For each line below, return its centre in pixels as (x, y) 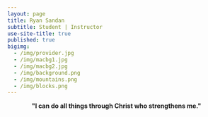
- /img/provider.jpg (44, 54)
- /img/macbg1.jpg (41, 60)
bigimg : (19, 47)
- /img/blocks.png (41, 86)
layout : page (27, 14)
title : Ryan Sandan (36, 20)
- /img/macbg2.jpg (41, 66)
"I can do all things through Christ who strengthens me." (116, 106)
